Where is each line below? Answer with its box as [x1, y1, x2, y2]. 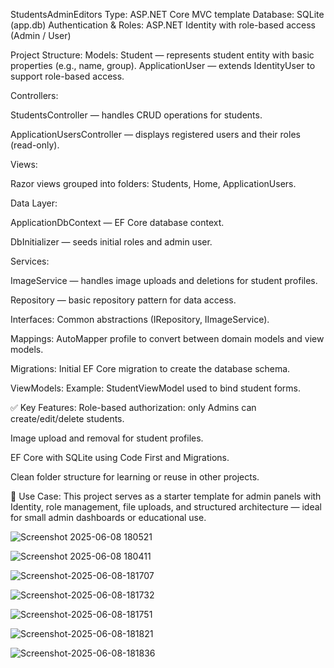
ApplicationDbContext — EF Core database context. [10, 217, 225, 228]
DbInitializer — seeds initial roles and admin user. [10, 236, 213, 248]
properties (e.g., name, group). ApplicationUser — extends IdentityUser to [10, 60, 316, 71]
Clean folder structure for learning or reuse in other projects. [10, 471, 260, 483]
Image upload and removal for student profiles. [10, 432, 204, 444]
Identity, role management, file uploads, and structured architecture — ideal [10, 501, 322, 513]
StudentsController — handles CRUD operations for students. [10, 109, 263, 121]
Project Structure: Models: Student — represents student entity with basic [10, 49, 315, 61]
